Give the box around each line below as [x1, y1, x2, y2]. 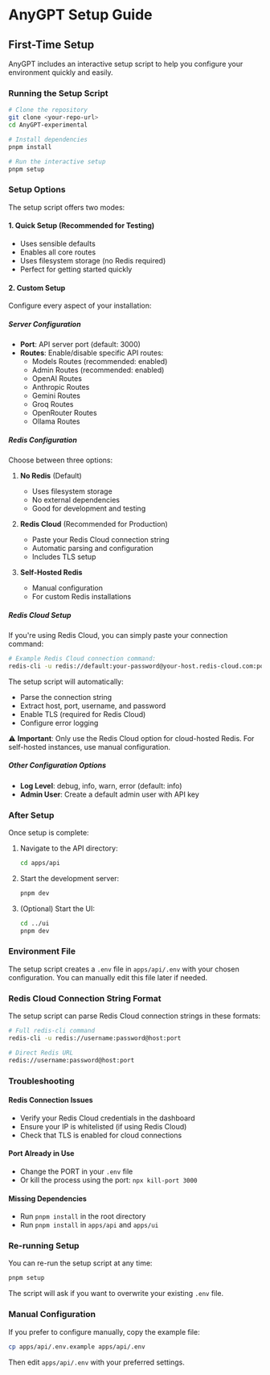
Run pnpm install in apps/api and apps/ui [19, 1220, 159, 1230]
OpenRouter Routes [31, 408, 98, 418]
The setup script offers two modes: [8, 202, 125, 212]
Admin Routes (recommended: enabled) [31, 365, 165, 375]
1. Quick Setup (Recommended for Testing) [8, 221, 155, 230]
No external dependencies [31, 495, 121, 505]
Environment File [8, 946, 76, 957]
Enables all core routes [19, 247, 96, 257]
